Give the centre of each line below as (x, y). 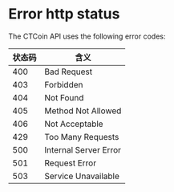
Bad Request (69, 71)
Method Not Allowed (83, 111)
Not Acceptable (74, 124)
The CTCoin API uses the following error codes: (87, 36)
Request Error (71, 163)
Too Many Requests (82, 137)
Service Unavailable (82, 176)
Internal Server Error (83, 149)
